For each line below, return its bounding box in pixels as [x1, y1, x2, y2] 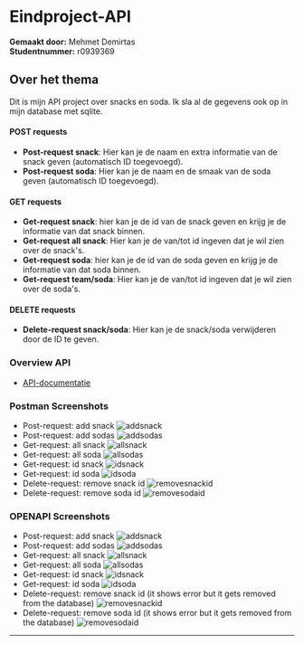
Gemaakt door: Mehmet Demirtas [9, 36, 136, 47]
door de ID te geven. [22, 334, 100, 345]
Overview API [9, 356, 71, 369]
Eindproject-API [9, 6, 131, 27]
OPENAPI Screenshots [9, 509, 110, 522]
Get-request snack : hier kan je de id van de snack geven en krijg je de [22, 216, 287, 227]
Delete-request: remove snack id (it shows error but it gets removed [22, 588, 276, 599]
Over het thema [9, 72, 100, 88]
